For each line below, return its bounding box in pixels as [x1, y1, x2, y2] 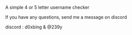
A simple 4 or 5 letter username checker [5, 5, 90, 10]
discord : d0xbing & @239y [5, 24, 62, 30]
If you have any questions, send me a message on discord [5, 14, 127, 20]
